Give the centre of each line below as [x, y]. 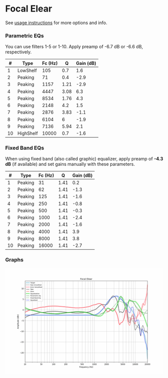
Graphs [14, 260]
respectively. [18, 52]
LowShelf [27, 70]
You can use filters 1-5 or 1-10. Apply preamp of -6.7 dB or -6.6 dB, [74, 47]
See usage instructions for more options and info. [56, 23]
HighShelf [28, 133]
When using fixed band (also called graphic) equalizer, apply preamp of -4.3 [84, 159]
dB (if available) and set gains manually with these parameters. [70, 164]
